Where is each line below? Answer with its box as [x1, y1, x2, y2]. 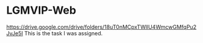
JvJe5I [6, 29, 23, 36]
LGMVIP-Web [6, 4, 76, 17]
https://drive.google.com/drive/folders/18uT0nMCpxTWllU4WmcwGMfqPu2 [6, 23, 197, 30]
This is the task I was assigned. [24, 29, 103, 36]
